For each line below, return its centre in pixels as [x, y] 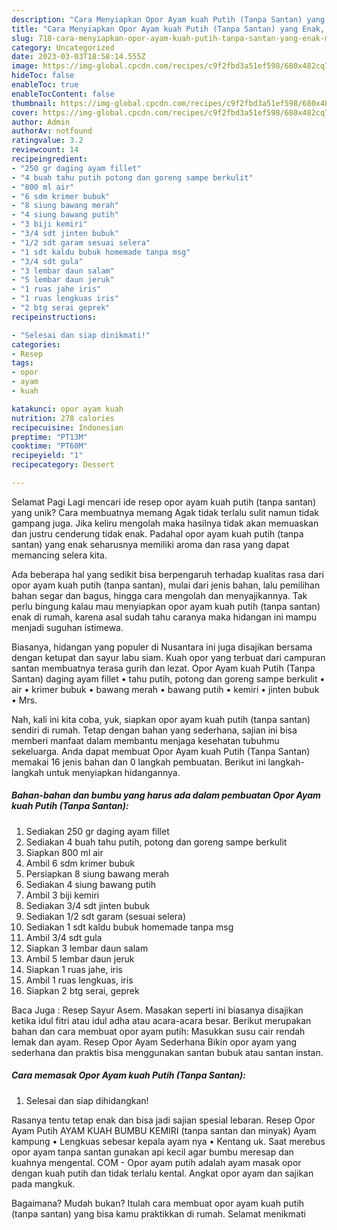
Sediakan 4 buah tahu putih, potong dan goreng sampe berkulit [156, 842]
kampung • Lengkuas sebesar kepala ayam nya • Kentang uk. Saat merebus [168, 1141]
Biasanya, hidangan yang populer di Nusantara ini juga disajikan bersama [162, 647]
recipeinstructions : [54, 317]
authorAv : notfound [52, 131]
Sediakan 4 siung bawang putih [91, 884]
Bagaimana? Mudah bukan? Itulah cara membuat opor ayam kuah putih [158, 1203]
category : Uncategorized [63, 47]
